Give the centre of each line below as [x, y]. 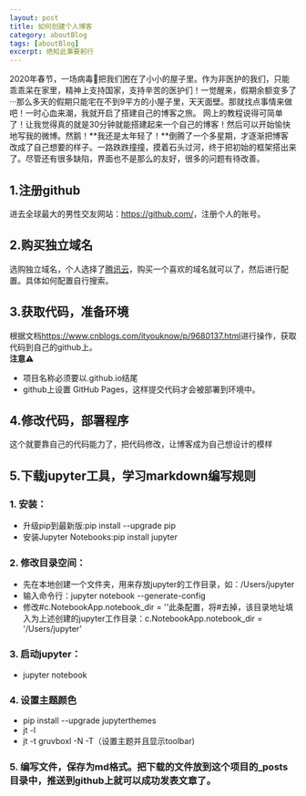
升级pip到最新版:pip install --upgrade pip [99, 526]
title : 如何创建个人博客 [51, 26]
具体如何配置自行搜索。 [69, 280]
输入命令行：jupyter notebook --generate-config [114, 596]
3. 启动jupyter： [46, 655]
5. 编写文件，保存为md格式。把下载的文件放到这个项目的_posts [149, 767]
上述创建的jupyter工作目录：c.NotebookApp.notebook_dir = [151, 619]
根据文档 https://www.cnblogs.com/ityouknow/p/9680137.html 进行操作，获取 [153, 336]
